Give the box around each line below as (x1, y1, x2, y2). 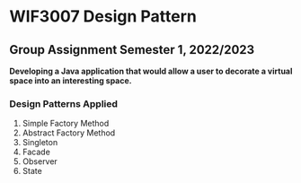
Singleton (22, 137, 58, 148)
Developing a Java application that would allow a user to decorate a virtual (9, 65, 293, 76)
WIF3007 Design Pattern (9, 6, 198, 27)
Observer (22, 156, 58, 167)
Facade (22, 146, 51, 158)
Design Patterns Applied (9, 97, 119, 109)
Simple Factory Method (22, 118, 110, 129)
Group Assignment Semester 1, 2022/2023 (9, 42, 255, 57)
